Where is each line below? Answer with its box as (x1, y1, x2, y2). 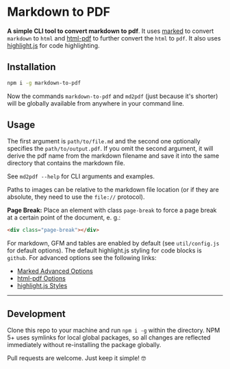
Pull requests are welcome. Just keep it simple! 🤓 (7, 354, 146, 362)
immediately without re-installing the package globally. (7, 341, 162, 349)
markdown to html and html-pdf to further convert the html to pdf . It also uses (7, 34, 221, 42)
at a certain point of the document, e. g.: (7, 213, 121, 222)
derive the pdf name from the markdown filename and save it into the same (7, 152, 220, 160)
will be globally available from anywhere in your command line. (7, 99, 185, 107)
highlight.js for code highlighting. (7, 41, 100, 49)
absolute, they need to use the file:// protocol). (7, 193, 145, 201)
